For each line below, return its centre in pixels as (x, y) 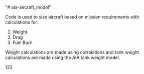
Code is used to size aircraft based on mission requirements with (72, 17)
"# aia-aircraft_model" (28, 7)
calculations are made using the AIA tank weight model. (63, 57)
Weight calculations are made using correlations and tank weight (72, 52)
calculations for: (22, 22)
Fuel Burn (22, 42)
